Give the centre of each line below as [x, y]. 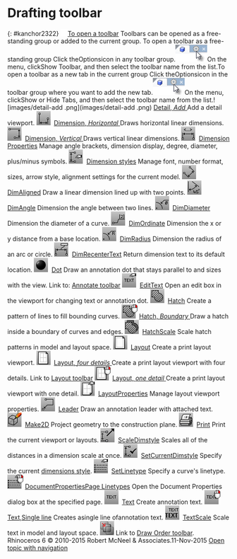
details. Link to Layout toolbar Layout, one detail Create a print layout [116, 378]
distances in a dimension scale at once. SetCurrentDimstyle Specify [115, 455]
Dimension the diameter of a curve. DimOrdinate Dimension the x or [115, 223]
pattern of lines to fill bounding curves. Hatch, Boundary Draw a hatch [118, 316]
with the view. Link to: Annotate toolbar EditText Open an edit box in [115, 285]
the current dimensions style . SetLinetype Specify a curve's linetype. [116, 471]
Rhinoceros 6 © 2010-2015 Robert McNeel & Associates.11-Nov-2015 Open [116, 540]
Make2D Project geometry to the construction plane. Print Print [125, 424]
